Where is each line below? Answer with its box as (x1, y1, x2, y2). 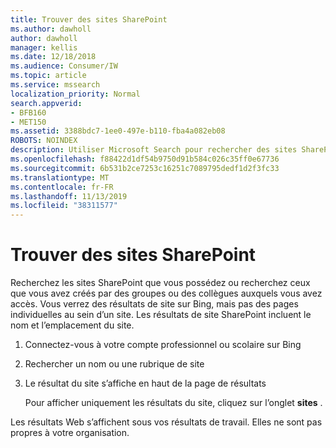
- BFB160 (10, 107, 47, 118)
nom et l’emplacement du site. (10, 319, 135, 331)
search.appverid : (10, 98, 83, 108)
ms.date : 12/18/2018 (10, 52, 97, 62)
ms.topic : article (10, 71, 87, 81)
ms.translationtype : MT (10, 172, 110, 183)
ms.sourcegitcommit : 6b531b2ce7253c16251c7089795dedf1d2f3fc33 (10, 163, 280, 173)
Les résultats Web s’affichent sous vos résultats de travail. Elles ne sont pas (10, 416, 323, 428)
